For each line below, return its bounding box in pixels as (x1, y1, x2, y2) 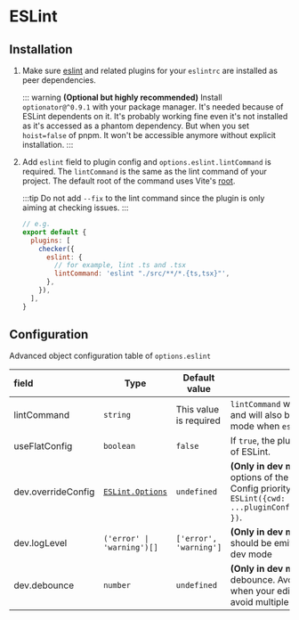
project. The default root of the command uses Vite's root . (21, 175, 236, 186)
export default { (21, 227, 87, 237)
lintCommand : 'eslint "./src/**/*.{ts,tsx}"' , (54, 269, 230, 278)
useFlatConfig (13, 440, 73, 453)
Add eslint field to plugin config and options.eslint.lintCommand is (21, 157, 271, 167)
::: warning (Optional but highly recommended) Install (21, 92, 222, 102)
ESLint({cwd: (230, 494, 286, 504)
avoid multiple (230, 596, 289, 608)
